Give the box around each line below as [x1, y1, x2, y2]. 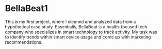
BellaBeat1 [5, 3, 48, 14]
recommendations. [5, 39, 43, 45]
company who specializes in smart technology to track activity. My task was [5, 29, 158, 35]
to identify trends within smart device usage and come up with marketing [5, 34, 151, 40]
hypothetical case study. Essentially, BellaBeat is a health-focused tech [5, 24, 147, 29]
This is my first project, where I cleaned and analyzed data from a [5, 19, 136, 24]
